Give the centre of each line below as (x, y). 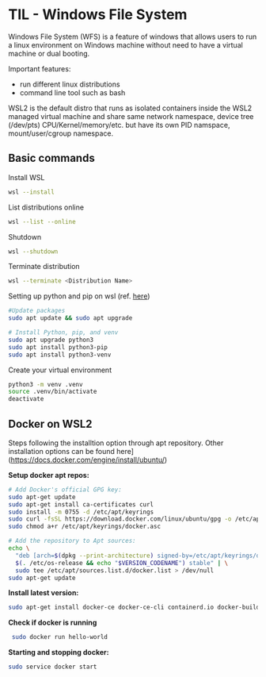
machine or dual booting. (49, 53)
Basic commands (51, 158)
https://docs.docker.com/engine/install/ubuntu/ (87, 460)
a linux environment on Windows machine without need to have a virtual (125, 44)
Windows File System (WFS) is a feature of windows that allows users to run (133, 37)
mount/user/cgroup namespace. (61, 133)
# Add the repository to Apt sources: (72, 541)
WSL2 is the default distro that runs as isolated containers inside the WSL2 (130, 108)
